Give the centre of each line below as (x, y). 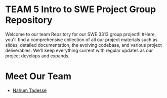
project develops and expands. (37, 56)
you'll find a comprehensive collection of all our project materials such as (81, 40)
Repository (29, 20)
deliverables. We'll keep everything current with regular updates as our (79, 50)
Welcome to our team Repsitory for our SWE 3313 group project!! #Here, (80, 34)
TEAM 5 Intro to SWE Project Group (80, 9)
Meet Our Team (38, 76)
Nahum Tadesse (30, 90)
